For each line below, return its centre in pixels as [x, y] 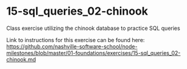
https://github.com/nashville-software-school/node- [72, 46]
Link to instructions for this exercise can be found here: [76, 40]
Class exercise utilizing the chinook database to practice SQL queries [94, 28]
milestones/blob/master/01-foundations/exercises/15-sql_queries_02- [94, 53]
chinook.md [21, 59]
